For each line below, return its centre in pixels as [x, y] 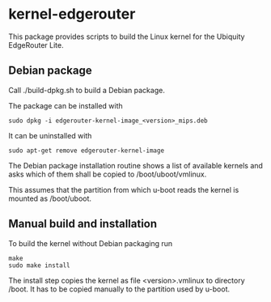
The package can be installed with [66, 105]
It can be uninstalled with [50, 135]
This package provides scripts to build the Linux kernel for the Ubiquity [127, 36]
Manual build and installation [83, 224]
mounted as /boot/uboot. [50, 198]
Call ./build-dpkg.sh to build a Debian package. [87, 90]
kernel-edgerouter [72, 14]
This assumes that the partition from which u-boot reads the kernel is [124, 189]
